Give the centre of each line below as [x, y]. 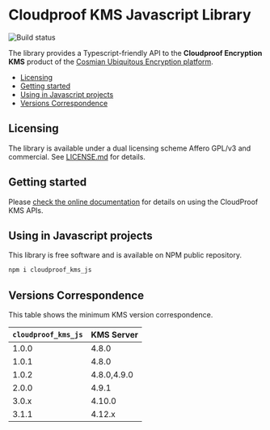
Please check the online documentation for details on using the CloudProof [133, 202]
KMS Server [115, 335]
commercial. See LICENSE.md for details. [77, 156]
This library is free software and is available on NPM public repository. [125, 255]
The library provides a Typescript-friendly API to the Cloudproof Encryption [135, 53]
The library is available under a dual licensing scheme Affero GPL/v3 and [130, 148]
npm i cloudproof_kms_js [50, 270]
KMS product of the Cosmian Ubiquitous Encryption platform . [111, 62]
